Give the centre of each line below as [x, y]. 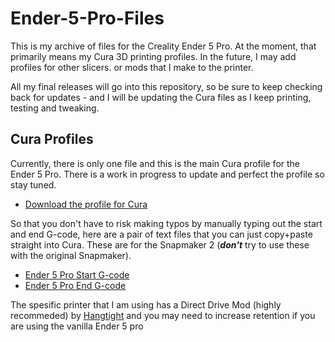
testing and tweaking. [55, 108]
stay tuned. [33, 184]
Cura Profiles [52, 139]
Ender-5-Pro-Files [87, 18]
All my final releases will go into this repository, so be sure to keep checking [166, 86]
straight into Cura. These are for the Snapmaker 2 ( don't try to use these [160, 244]
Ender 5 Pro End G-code [75, 285]
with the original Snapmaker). [71, 255]
